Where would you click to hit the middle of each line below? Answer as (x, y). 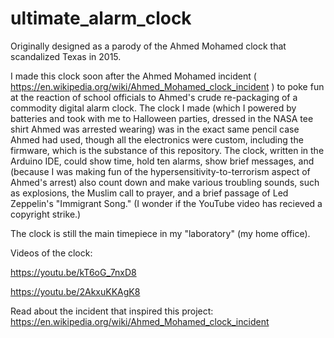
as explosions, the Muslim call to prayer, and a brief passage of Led (149, 193)
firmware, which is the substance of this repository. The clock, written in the (167, 150)
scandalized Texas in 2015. (66, 56)
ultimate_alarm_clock (101, 18)
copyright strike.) (46, 214)
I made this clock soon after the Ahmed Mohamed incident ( (133, 76)
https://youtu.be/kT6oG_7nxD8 (73, 272)
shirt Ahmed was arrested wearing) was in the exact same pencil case (155, 129)
